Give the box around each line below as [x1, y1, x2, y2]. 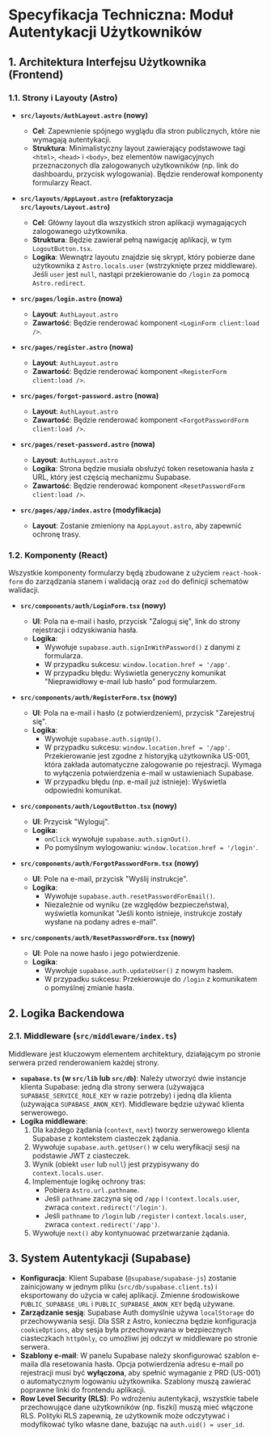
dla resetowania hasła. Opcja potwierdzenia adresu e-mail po [40, 1358, 244, 1369]
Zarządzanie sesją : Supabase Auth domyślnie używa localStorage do [19, 1307, 255, 1317]
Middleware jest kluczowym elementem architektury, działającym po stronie [8, 1048, 261, 1058]
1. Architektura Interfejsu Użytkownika [8, 55, 206, 69]
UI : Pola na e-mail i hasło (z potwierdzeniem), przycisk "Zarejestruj [32, 708, 255, 718]
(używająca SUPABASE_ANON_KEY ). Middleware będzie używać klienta [19, 1099, 245, 1108]
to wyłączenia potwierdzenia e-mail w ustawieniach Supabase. [44, 768, 255, 778]
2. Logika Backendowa [8, 1006, 125, 1020]
